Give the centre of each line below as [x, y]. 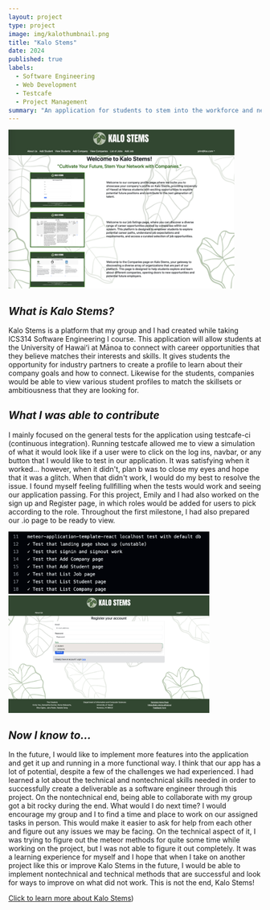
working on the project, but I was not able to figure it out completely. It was [133, 849]
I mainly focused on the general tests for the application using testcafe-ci [129, 435]
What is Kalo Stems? [61, 311]
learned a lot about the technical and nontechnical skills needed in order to [132, 781]
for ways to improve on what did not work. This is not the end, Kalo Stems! [131, 883]
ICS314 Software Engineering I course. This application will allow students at [135, 339]
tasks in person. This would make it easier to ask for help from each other [130, 823]
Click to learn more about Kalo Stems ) [71, 898]
